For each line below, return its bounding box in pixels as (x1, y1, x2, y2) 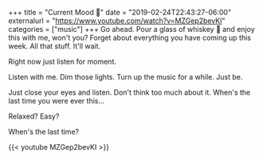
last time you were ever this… (8, 96, 105, 105)
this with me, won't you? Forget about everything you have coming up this (8, 33, 251, 42)
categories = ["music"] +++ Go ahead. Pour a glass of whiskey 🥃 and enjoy (8, 25, 255, 33)
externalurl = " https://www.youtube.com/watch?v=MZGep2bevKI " (8, 16, 226, 25)
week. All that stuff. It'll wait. (8, 41, 101, 51)
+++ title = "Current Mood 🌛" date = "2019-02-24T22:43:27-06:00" (8, 8, 232, 17)
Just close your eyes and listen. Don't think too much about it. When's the (8, 88, 251, 97)
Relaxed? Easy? (8, 111, 60, 121)
